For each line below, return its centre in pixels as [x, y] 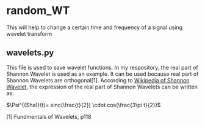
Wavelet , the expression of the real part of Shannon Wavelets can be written [102, 87]
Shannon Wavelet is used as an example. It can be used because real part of [103, 74]
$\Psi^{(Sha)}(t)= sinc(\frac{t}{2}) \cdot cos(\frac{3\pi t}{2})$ [84, 105]
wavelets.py [30, 53]
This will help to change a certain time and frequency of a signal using [95, 27]
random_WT [38, 11]
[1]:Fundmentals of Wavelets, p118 [49, 116]
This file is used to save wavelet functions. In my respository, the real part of [102, 67]
